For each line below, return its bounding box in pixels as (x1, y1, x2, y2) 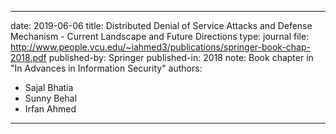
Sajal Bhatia (24, 82, 74, 93)
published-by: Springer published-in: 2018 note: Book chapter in (48, 52, 314, 63)
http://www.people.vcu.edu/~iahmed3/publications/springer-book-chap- (10, 41, 311, 53)
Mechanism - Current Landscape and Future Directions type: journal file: (10, 31, 310, 42)
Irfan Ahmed (24, 103, 77, 115)
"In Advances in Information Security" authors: (10, 62, 203, 74)
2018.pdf (10, 52, 47, 63)
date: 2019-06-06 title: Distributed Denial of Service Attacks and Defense (10, 20, 313, 31)
